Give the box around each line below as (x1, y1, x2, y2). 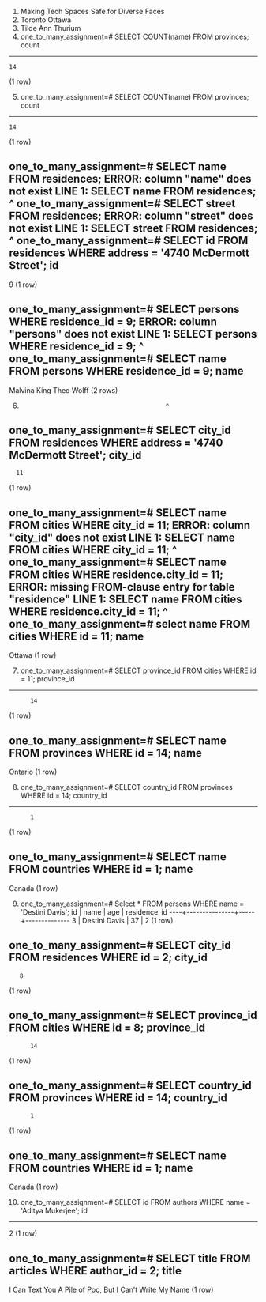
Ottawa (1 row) (9, 651, 57, 660)
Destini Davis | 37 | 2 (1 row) (82, 915, 174, 925)
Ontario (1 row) (9, 767, 58, 777)
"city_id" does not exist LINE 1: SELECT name (9, 530, 235, 544)
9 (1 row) (9, 280, 38, 289)
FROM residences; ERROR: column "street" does (9, 209, 253, 223)
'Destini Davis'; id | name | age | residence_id (20, 907, 168, 916)
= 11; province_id (20, 674, 75, 684)
